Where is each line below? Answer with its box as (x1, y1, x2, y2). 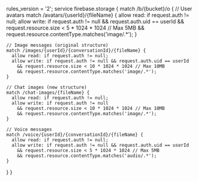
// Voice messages (6, 126, 52, 132)
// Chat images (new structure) (6, 84, 87, 90)
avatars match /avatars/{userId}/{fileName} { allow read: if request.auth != (6, 11, 190, 19)
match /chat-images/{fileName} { (6, 90, 90, 96)
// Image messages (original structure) (6, 42, 109, 48)
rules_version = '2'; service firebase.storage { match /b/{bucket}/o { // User (6, 5, 193, 12)
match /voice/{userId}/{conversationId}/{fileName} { (6, 132, 144, 138)
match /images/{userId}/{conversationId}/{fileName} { (6, 48, 146, 54)
